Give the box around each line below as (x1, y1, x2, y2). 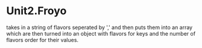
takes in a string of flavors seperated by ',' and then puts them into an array (6, 24, 193, 31)
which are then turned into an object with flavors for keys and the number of (6, 30, 196, 37)
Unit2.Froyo (6, 4, 67, 18)
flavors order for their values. (6, 36, 79, 43)
